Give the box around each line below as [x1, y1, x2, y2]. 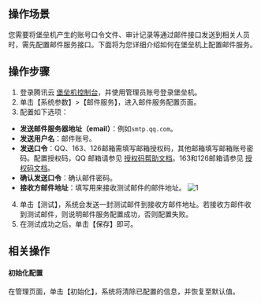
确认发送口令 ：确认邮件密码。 [19, 172, 117, 183]
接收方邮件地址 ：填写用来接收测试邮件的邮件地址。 [19, 183, 186, 192]
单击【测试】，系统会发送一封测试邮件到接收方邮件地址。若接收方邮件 [19, 199, 244, 209]
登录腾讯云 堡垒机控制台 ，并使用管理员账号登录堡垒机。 [19, 87, 202, 97]
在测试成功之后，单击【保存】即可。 [19, 219, 138, 228]
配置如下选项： [19, 107, 69, 116]
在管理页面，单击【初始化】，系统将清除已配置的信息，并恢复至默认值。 [8, 286, 240, 297]
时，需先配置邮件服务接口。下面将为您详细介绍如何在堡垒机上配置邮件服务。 [8, 39, 257, 49]
